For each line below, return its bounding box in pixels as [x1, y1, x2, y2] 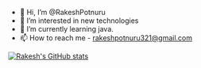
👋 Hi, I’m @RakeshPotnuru [19, 8, 106, 17]
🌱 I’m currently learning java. [19, 25, 114, 33]
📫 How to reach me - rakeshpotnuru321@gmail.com [19, 33, 193, 43]
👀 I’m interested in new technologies [19, 16, 139, 25]
